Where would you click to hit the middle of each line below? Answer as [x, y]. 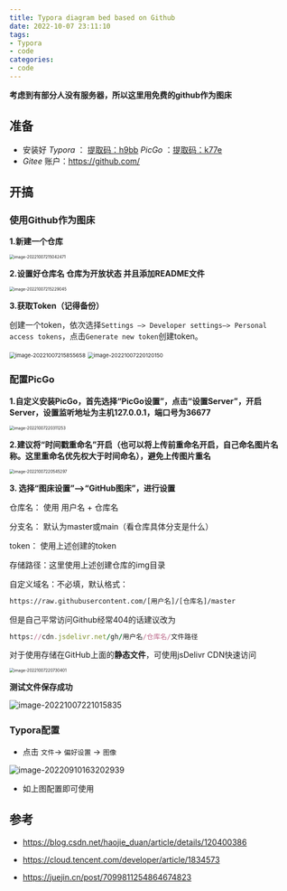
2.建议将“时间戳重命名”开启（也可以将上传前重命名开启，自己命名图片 [140, 445]
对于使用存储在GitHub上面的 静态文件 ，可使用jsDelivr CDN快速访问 [133, 655]
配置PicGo [32, 380]
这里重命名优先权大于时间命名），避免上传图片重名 [118, 455]
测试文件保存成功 [41, 687]
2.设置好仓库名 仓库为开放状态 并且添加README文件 [107, 274]
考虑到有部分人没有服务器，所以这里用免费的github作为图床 [121, 95]
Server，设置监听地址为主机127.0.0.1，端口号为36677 [110, 412]
